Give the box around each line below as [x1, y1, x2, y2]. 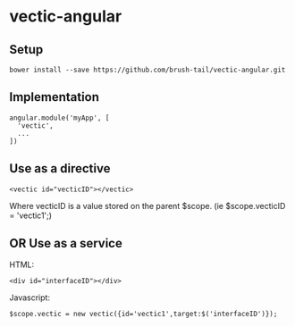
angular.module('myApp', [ [9, 113, 110, 122]
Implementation [9, 89, 100, 105]
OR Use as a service [9, 236, 122, 251]
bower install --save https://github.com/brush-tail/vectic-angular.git [9, 65, 286, 74]
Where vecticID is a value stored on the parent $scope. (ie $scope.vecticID [9, 200, 286, 211]
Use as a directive [9, 161, 111, 176]
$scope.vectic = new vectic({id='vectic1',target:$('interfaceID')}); [9, 310, 278, 319]
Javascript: [9, 292, 51, 303]
